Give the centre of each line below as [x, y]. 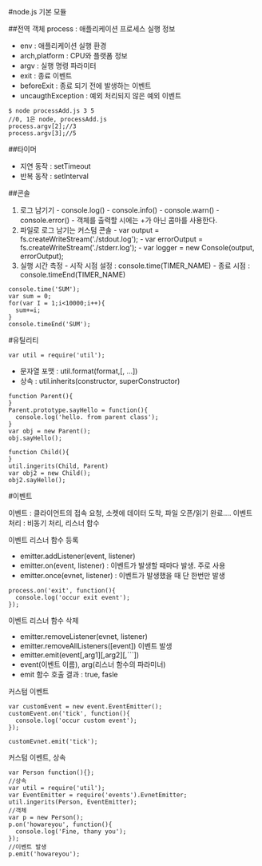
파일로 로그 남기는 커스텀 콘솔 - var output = [89, 230]
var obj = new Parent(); [50, 431]
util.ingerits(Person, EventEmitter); [73, 802]
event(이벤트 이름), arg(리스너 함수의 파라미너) [93, 664]
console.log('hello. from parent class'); [87, 417]
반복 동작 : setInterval [54, 176]
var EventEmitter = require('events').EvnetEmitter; [98, 795]
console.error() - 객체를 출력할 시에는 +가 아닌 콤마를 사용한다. [119, 220]
